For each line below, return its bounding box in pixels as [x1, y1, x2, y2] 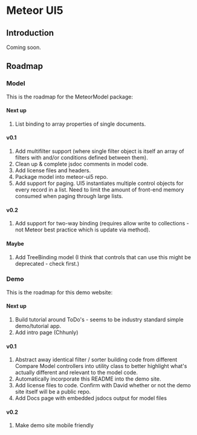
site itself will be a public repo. [15, 388, 91, 396]
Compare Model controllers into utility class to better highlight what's [15, 362, 187, 370]
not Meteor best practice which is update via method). [15, 226, 150, 233]
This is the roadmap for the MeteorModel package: [6, 93, 133, 100]
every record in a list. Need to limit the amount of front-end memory [15, 186, 184, 193]
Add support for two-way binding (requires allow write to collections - [15, 220, 189, 227]
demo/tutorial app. [15, 323, 62, 329]
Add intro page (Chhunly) [15, 329, 79, 336]
